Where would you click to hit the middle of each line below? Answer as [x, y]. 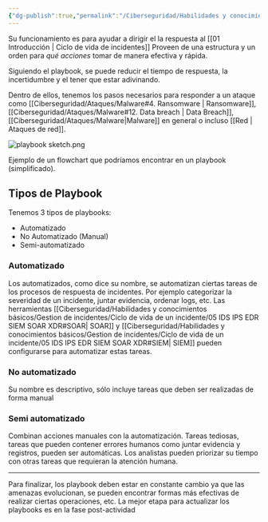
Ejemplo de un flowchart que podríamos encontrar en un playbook [117, 160]
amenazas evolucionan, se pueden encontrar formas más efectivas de [124, 493]
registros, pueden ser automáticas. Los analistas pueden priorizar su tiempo [134, 453]
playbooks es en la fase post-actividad [72, 510]
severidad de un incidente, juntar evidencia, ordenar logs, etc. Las [117, 300]
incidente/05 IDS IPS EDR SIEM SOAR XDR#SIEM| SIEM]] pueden [115, 343]
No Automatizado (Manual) [64, 237]
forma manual [31, 398]
